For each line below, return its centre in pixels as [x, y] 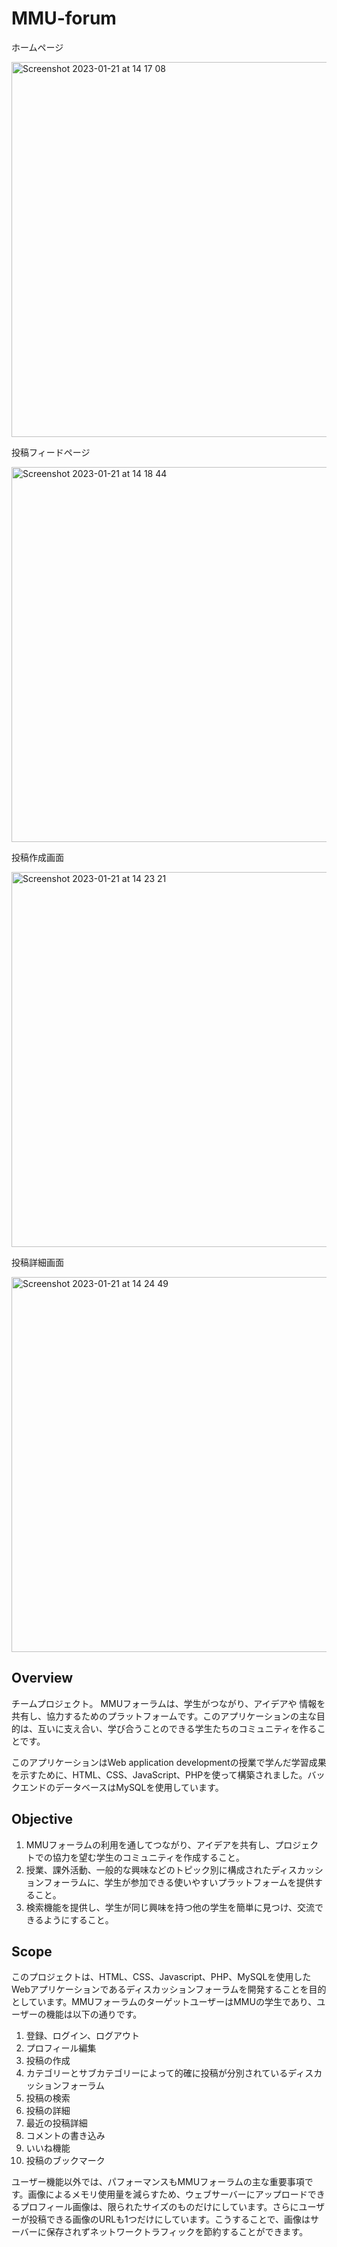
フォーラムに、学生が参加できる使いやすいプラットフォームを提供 [178, 1882]
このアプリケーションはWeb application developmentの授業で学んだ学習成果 [169, 1762]
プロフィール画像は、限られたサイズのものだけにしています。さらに [159, 2207]
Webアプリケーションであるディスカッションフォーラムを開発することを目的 [169, 1989]
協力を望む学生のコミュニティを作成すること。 [148, 1857]
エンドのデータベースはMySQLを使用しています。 [121, 1787]
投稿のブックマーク [65, 2161]
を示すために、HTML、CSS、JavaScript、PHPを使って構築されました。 [159, 1774]
